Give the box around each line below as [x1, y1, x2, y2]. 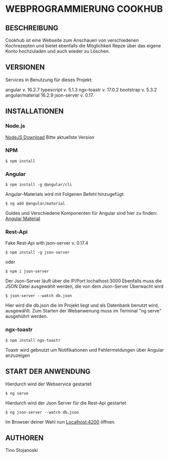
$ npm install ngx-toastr [5, 338, 60, 343]
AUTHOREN [5, 433, 44, 442]
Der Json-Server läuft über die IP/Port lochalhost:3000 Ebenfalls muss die [5, 278, 162, 284]
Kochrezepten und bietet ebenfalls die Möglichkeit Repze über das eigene [5, 43, 161, 49]
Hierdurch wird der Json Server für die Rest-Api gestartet [5, 399, 126, 406]
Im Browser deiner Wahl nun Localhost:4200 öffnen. [5, 418, 116, 425]
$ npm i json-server [5, 269, 50, 274]
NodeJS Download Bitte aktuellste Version [5, 134, 95, 140]
